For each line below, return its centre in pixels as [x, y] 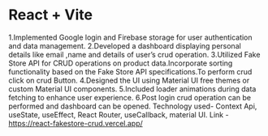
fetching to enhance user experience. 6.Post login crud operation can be [130, 97]
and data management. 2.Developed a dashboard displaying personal [125, 45]
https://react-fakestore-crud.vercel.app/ [76, 123]
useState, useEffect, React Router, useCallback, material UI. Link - [119, 114]
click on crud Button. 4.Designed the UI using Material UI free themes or [129, 80]
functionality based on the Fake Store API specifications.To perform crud [130, 71]
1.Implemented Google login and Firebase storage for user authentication [131, 37]
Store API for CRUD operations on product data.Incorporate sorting [121, 63]
